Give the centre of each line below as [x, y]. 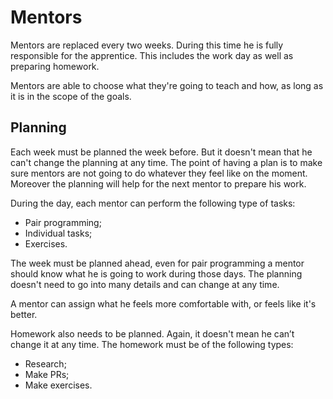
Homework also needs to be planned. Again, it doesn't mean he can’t [152, 333]
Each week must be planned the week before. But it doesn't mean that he [161, 152]
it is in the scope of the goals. [71, 96]
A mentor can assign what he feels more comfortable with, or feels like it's [163, 303]
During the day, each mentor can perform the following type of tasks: [153, 203]
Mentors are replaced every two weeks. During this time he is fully [147, 45]
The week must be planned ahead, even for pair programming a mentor [157, 263]
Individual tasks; [58, 233]
